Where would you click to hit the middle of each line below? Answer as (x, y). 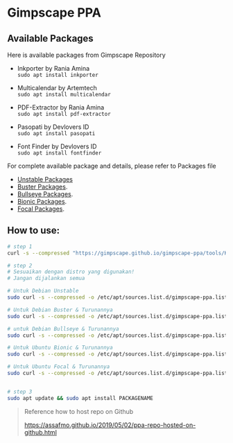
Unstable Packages (45, 179)
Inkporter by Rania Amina (53, 68)
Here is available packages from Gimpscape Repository (87, 55)
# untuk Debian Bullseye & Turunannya (63, 329)
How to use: (34, 231)
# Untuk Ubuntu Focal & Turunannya (59, 367)
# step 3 (20, 392)
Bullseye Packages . (45, 194)
